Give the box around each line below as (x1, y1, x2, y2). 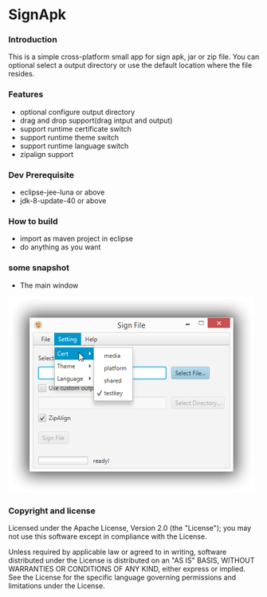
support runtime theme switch (19, 132, 120, 142)
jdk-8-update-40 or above (19, 196, 107, 206)
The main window (19, 281, 79, 290)
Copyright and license (8, 505, 96, 516)
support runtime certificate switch (19, 124, 132, 133)
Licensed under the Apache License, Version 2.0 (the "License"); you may (8, 523, 252, 532)
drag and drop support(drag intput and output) (19, 116, 173, 125)
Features (8, 89, 44, 100)
